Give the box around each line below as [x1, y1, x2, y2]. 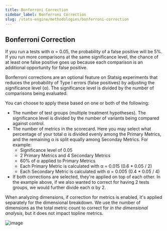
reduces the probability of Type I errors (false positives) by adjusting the [5, 80, 155, 86]
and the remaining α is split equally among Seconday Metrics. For [12, 137, 148, 143]
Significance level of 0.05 [20, 147, 73, 153]
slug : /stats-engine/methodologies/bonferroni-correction [5, 17, 129, 22]
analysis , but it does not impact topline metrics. [5, 210, 104, 216]
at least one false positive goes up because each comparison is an [5, 59, 143, 65]
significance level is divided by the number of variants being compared [12, 115, 159, 121]
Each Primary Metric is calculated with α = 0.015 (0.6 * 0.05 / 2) [20, 163, 152, 169]
